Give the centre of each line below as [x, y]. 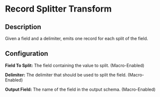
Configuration [27, 54]
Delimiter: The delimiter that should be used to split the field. [66, 75]
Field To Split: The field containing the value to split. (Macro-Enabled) [75, 65]
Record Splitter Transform [58, 9]
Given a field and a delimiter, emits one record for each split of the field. [77, 38]
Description [23, 27]
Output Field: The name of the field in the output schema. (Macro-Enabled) [80, 89]
